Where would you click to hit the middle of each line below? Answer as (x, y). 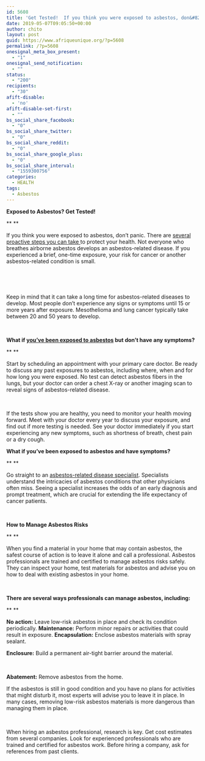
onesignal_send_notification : (45, 63)
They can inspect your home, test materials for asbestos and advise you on (101, 568)
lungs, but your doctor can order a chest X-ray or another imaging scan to (99, 383)
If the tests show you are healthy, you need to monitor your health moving (99, 413)
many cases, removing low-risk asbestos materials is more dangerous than (101, 702)
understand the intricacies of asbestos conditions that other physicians (95, 481)
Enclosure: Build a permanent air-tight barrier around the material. (90, 653)
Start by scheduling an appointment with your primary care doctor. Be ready (102, 363)
